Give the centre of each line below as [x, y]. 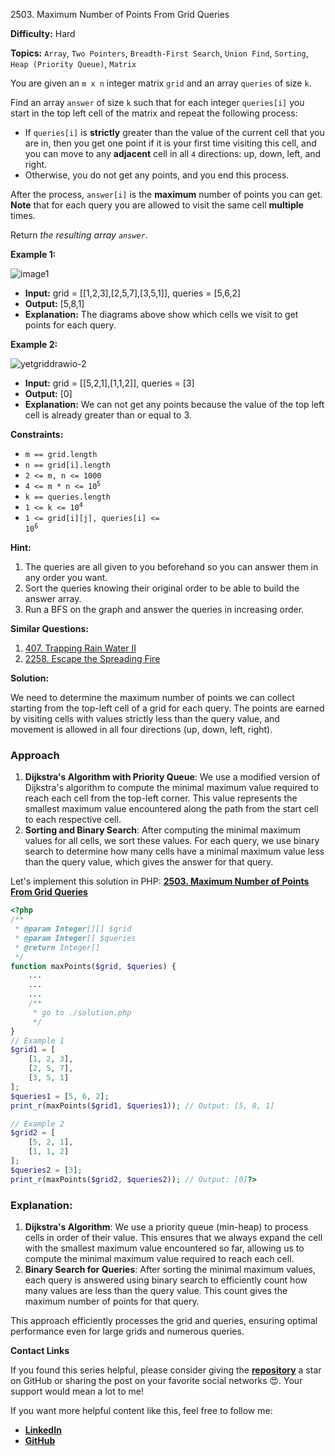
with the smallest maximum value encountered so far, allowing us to [164, 1248]
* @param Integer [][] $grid [73, 929]
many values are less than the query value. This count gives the [156, 1290]
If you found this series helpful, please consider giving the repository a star [166, 1370]
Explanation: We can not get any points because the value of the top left [174, 404]
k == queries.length [67, 497]
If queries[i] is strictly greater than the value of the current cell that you [174, 132]
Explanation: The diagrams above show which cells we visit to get [161, 314]
